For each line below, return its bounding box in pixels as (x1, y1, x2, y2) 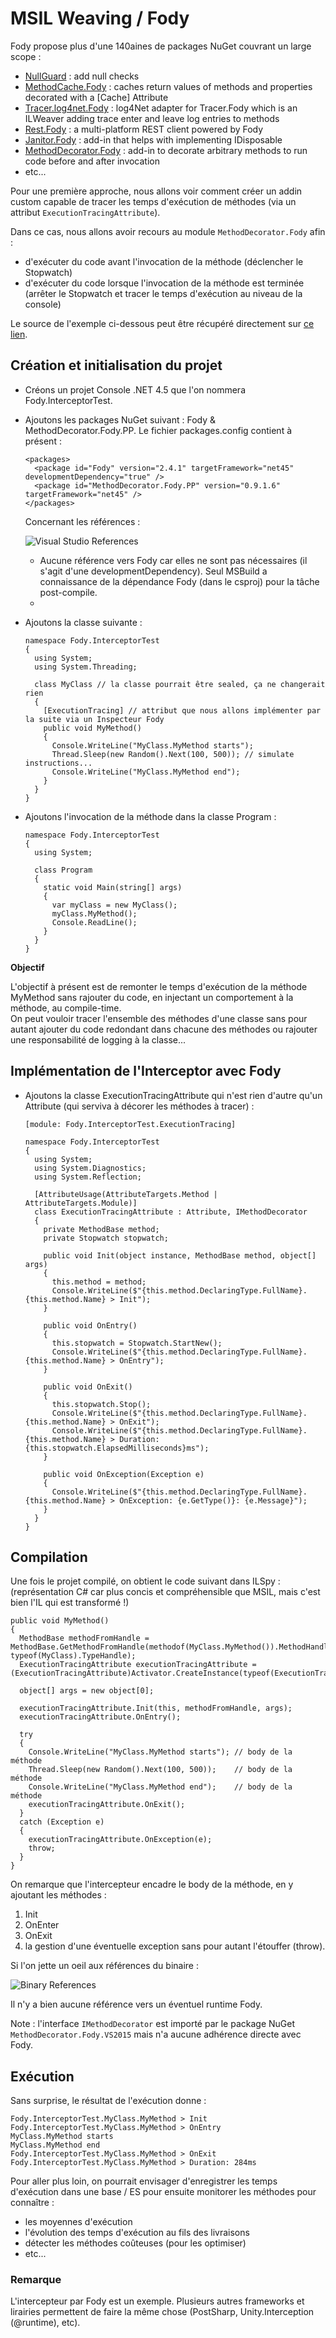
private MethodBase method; (43, 1224, 160, 1234)
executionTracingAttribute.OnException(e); (28, 1835, 213, 1845)
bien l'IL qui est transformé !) (10, 1597, 130, 1609)
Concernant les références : (24, 515, 141, 527)
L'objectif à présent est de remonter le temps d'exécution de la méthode (10, 980, 308, 992)
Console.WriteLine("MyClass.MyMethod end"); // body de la (28, 1782, 293, 1792)
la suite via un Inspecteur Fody (24, 714, 165, 724)
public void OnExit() (43, 1382, 133, 1392)
